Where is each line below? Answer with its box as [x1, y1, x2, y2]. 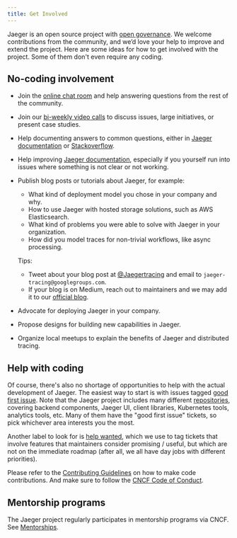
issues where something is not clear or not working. [17, 163, 169, 171]
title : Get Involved [7, 10, 69, 18]
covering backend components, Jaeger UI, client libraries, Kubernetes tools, [7, 403, 229, 412]
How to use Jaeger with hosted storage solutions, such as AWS [28, 205, 214, 214]
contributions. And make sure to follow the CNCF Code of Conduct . [7, 476, 204, 485]
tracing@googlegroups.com [28, 279, 105, 287]
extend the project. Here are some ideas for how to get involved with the [7, 45, 219, 53]
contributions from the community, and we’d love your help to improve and [7, 37, 225, 46]
